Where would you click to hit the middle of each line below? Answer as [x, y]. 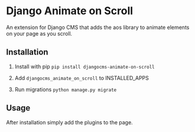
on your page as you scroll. [39, 33]
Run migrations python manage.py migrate [66, 89]
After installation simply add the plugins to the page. [69, 122]
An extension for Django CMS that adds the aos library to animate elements [98, 27]
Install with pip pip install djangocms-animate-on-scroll [84, 66]
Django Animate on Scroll [70, 11]
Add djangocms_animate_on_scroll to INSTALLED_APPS [82, 78]
